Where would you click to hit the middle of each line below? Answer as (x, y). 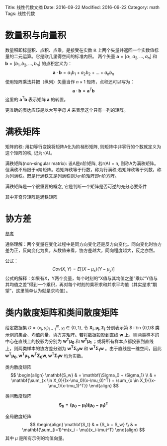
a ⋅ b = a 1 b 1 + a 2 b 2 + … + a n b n (83, 73)
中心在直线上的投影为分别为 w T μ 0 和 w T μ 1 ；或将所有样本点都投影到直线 (80, 341)
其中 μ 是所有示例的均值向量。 (36, 438)
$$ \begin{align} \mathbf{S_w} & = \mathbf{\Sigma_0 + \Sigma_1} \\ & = (83, 375)
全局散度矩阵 (18, 416)
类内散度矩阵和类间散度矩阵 (62, 313)
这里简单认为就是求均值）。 (43, 291)
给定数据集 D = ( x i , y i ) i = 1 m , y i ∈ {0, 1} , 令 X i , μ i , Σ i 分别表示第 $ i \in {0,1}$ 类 (83, 328)
